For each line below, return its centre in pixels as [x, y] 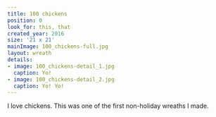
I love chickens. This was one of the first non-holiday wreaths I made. [108, 106]
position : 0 [25, 20]
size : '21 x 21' [31, 40]
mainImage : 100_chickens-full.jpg [58, 47]
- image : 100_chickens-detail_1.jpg [61, 66]
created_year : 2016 [36, 33]
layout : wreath [30, 54]
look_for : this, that [39, 27]
